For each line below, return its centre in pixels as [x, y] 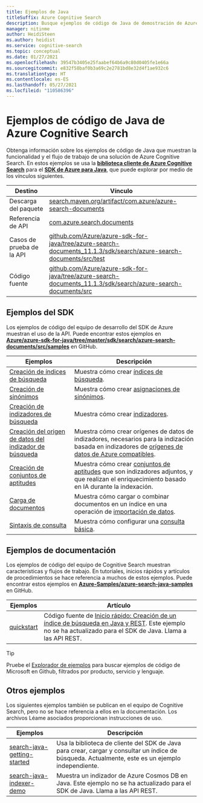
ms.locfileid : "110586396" [40, 91]
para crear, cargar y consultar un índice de [117, 751]
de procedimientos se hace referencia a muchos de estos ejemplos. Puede [99, 578]
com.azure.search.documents [92, 222]
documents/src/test [77, 258]
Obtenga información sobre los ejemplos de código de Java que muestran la [101, 150]
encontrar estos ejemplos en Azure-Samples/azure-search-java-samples [100, 584]
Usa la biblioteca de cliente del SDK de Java [119, 743]
